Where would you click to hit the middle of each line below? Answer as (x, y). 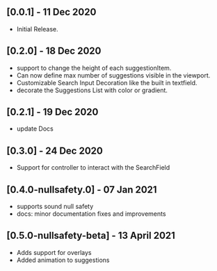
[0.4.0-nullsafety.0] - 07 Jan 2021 (82, 190)
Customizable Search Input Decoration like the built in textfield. (107, 82)
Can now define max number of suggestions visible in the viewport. (113, 75)
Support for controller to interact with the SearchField (93, 168)
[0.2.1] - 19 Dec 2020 (53, 112)
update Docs (35, 129)
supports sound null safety (55, 207)
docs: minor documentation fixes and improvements (91, 214)
